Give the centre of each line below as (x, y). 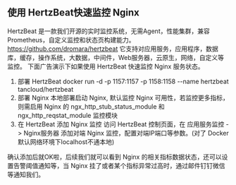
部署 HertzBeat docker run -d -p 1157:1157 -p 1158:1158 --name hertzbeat (123, 81)
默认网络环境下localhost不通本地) (66, 142)
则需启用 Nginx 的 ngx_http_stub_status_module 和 (91, 106)
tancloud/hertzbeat (45, 89)
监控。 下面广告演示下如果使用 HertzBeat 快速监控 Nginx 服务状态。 (106, 66)
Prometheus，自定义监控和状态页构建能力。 (71, 40)
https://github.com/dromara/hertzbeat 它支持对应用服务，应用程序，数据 (113, 49)
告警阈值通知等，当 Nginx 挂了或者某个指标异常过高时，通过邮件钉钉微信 (119, 165)
